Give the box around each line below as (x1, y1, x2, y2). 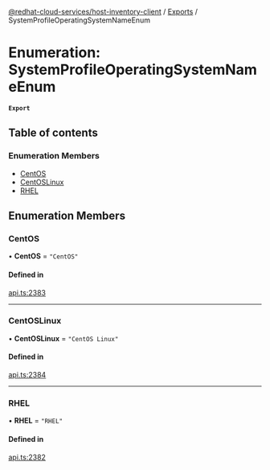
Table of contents (8, 126, 98, 140)
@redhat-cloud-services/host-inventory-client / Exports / (8, 7, 198, 16)
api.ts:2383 (8, 287, 47, 297)
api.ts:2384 (8, 370, 47, 380)
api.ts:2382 (8, 452, 47, 462)
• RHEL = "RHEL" (8, 416, 63, 426)
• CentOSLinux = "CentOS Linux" (8, 333, 119, 343)
